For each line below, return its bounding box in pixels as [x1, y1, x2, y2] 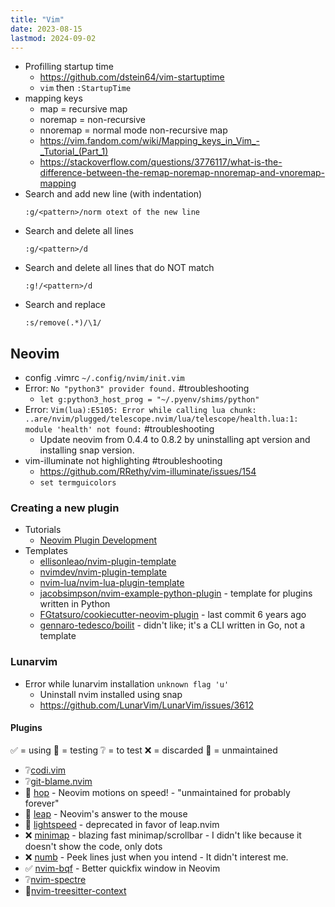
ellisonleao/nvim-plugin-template [39, 556, 177, 568]
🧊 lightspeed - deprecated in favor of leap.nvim [24, 818, 220, 830]
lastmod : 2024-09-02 [10, 33, 97, 43]
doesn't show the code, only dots [24, 840, 163, 852]
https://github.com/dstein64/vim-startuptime [39, 71, 225, 83]
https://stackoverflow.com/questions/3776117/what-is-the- [39, 156, 283, 168]
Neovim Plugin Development [39, 534, 158, 546]
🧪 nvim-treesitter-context [24, 884, 127, 896]
